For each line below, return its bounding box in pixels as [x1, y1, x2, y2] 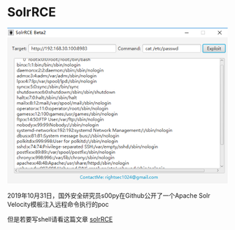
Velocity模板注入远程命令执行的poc [7, 200, 109, 208]
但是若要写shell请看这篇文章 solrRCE [7, 215, 113, 223]
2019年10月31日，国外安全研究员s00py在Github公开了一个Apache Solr [7, 191, 211, 200]
